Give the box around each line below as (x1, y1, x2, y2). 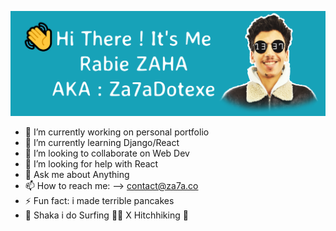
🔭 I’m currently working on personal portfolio (24, 126, 210, 138)
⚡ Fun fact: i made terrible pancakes (24, 194, 175, 206)
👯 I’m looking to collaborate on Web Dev (24, 147, 190, 159)
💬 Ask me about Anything (24, 168, 130, 180)
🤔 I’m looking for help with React (24, 157, 159, 170)
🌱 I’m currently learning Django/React (24, 136, 180, 148)
